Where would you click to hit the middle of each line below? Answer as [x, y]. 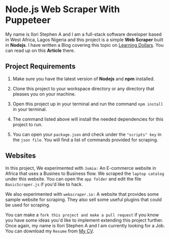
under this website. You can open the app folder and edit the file [73, 178]
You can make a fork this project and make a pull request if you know [82, 215]
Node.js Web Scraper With [63, 9]
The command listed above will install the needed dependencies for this [88, 119]
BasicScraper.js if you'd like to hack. [44, 184]
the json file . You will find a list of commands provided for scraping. [86, 140]
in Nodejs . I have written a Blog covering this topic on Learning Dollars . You [84, 45]
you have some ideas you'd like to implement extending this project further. [84, 220]
